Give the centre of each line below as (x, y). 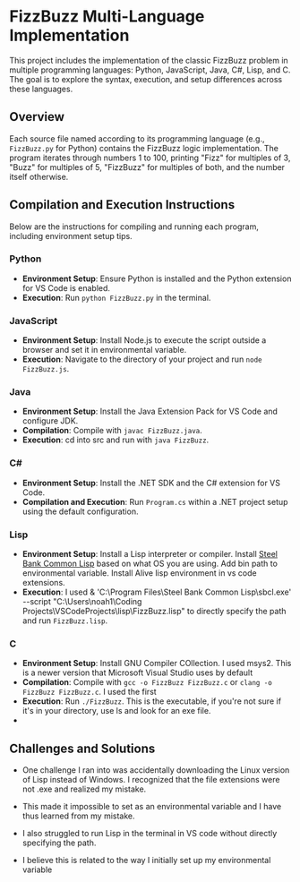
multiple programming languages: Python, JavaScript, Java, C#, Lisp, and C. (150, 70)
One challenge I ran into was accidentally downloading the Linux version (156, 770)
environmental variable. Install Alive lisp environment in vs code (139, 573)
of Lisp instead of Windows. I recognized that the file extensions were (151, 780)
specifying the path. (59, 843)
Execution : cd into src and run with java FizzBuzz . (116, 440)
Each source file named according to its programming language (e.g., (137, 138)
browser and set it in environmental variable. (104, 350)
